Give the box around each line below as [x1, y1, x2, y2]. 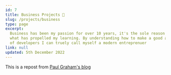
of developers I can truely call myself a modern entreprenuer [10, 41, 147, 46]
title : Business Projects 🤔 [5, 12, 65, 17]
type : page [5, 21, 28, 27]
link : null [5, 45, 28, 50]
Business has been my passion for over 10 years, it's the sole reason [10, 31, 165, 36]
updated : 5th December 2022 [5, 50, 65, 55]
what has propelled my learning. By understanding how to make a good [10, 36, 163, 41]
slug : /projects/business [5, 17, 60, 22]
